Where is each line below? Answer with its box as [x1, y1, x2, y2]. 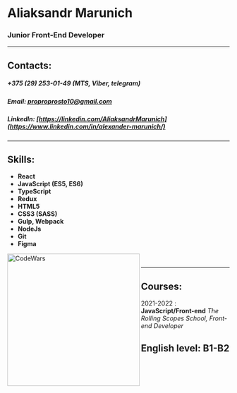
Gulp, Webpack [17, 217, 64, 226]
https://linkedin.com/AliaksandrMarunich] [38, 115, 167, 123]
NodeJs [17, 224, 42, 234]
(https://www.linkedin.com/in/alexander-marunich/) [7, 122, 166, 131]
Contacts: [7, 59, 52, 71]
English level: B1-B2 [140, 342, 230, 354]
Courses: [140, 280, 183, 292]
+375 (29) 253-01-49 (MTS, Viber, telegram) [7, 79, 141, 87]
